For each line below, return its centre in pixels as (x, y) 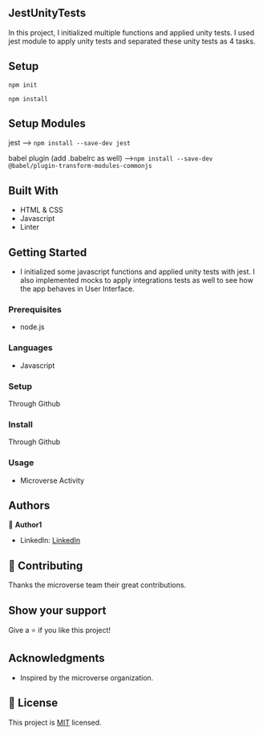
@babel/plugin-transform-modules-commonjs (80, 166)
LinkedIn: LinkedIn (50, 541)
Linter (30, 227)
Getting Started (48, 252)
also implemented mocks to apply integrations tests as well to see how (137, 280)
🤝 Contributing (46, 566)
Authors (29, 505)
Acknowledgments (57, 658)
